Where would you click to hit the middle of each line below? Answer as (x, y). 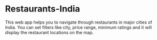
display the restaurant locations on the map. (49, 32)
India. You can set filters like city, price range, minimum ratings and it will (78, 27)
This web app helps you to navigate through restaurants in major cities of (79, 22)
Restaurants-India (43, 9)
